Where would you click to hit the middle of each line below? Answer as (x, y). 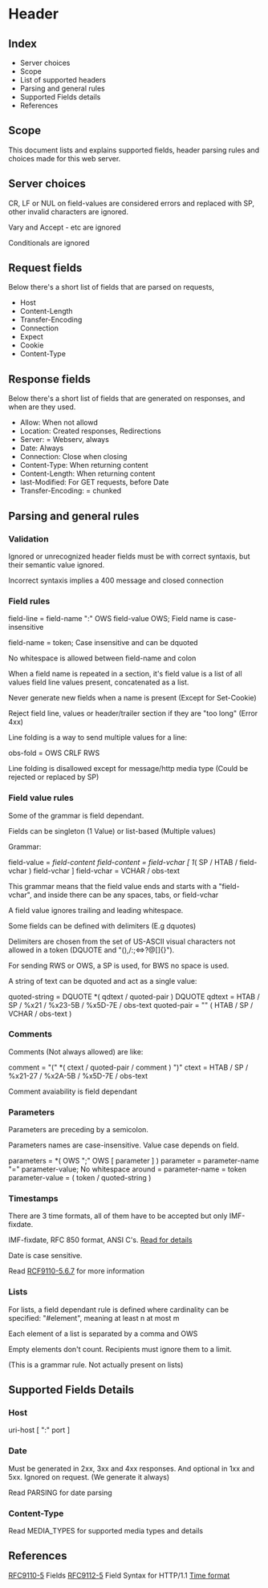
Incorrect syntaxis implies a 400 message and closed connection (116, 580)
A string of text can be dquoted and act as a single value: (103, 981)
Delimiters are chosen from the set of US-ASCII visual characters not (122, 941)
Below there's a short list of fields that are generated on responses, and (127, 399)
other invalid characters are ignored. (68, 211)
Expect (32, 337)
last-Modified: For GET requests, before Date (94, 482)
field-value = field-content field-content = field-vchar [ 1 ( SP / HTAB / (123, 862)
